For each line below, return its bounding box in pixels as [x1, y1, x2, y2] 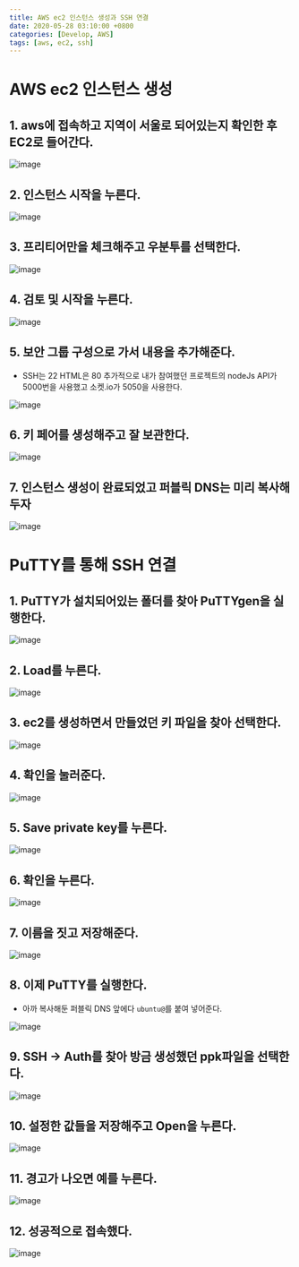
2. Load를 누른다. [9, 663, 102, 678]
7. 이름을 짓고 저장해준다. [9, 925, 140, 940]
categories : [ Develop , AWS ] [9, 30, 115, 39]
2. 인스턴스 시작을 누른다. [9, 187, 141, 202]
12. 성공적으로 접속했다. [9, 1223, 132, 1238]
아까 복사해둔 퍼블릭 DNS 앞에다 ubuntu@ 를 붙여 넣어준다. [21, 1003, 222, 1014]
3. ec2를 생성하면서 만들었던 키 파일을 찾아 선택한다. [9, 715, 282, 731]
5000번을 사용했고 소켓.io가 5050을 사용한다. [21, 381, 183, 392]
